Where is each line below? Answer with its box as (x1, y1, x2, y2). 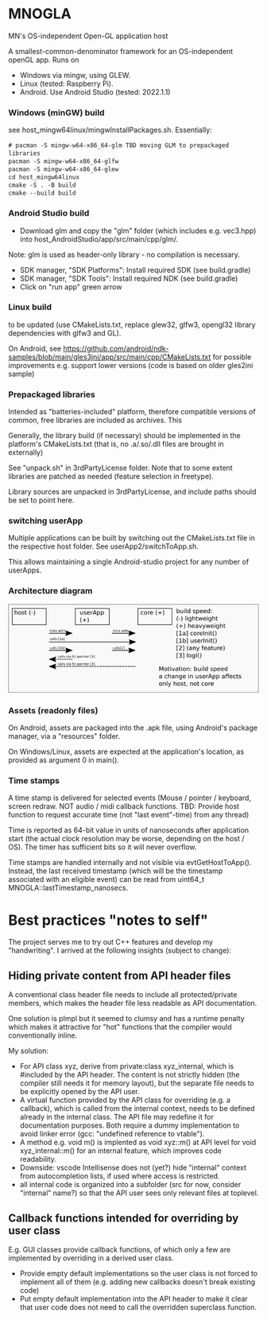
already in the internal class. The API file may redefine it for (19, 1112, 215, 1122)
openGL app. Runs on (8, 55, 79, 64)
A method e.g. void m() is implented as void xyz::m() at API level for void (19, 1138, 257, 1147)
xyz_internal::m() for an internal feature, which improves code (19, 1146, 222, 1155)
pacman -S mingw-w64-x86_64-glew (8, 165, 119, 173)
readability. (19, 1155, 57, 1164)
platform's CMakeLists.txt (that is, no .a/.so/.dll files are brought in (8, 439, 224, 449)
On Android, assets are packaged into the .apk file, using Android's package (8, 723, 258, 732)
